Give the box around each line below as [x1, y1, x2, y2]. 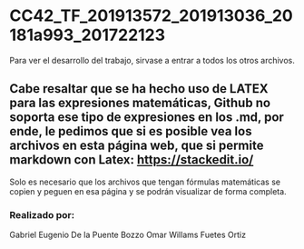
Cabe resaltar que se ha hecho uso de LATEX [9, 81, 269, 96]
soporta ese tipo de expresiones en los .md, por [9, 110, 284, 125]
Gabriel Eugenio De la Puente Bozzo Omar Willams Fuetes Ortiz [9, 229, 247, 241]
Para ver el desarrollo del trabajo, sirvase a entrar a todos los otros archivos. [9, 55, 295, 65]
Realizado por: [9, 208, 75, 221]
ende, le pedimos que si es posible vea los [9, 124, 252, 139]
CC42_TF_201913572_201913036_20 [9, 5, 293, 26]
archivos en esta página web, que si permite [9, 138, 264, 154]
